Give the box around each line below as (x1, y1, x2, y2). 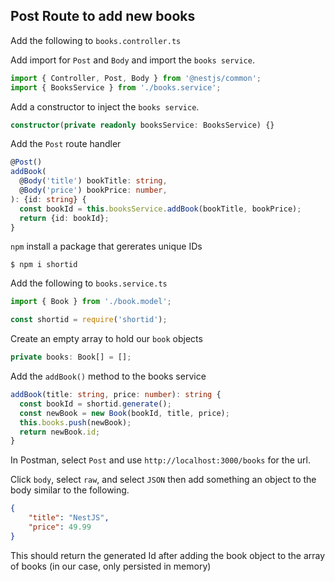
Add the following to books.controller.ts (10, 34, 182, 46)
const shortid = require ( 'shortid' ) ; (10, 315, 168, 325)
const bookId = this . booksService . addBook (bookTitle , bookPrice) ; (19, 204, 302, 214)
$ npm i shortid (10, 260, 78, 270)
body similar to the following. (10, 484, 130, 496)
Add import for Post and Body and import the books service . (10, 54, 255, 66)
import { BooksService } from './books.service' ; (10, 82, 222, 93)
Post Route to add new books (10, 8, 196, 25)
